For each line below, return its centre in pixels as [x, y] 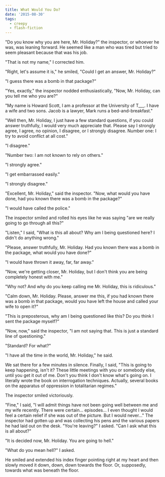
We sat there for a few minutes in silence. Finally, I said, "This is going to [78, 365]
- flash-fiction [26, 28]
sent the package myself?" [32, 322]
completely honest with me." [34, 277]
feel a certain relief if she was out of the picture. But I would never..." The [79, 415]
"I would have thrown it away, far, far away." [50, 262]
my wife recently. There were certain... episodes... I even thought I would [79, 410]
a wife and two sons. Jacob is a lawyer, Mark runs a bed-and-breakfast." [79, 111]
